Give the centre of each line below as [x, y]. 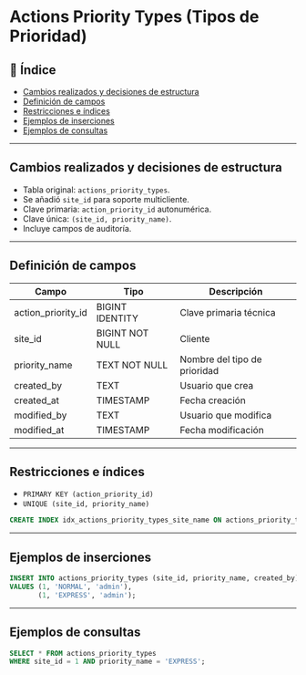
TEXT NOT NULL [132, 365]
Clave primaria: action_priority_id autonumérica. [117, 209]
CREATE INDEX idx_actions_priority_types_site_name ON [116, 520]
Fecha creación [213, 400]
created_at [37, 400]
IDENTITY [117, 318]
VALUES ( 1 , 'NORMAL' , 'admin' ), [71, 587]
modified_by [41, 415]
